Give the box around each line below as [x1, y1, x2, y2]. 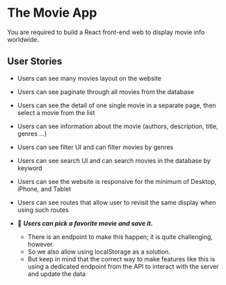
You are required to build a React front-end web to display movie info [7, 28, 205, 36]
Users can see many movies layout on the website [17, 74, 162, 82]
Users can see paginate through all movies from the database [17, 87, 195, 95]
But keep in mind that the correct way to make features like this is [27, 254, 216, 263]
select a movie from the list [17, 108, 95, 116]
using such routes [17, 206, 70, 214]
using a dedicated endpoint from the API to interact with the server [27, 262, 219, 270]
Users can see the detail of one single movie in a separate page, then [17, 101, 217, 109]
